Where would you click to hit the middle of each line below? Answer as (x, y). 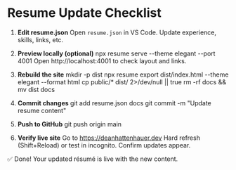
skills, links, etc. (40, 39)
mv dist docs (36, 89)
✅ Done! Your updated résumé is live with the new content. (93, 159)
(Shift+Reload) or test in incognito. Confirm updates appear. (104, 145)
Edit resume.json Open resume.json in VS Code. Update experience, (117, 32)
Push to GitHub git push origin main (69, 124)
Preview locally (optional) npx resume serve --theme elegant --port (116, 53)
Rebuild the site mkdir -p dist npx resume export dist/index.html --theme (123, 74)
